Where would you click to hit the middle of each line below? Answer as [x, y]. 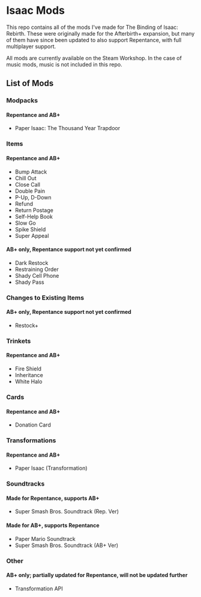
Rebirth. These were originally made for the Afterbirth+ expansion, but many [100, 33]
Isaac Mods [35, 11]
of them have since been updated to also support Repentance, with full [94, 40]
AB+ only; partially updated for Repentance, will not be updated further [97, 575]
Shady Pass [29, 282]
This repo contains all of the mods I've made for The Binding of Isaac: [92, 27]
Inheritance [29, 375]
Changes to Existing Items [45, 298]
